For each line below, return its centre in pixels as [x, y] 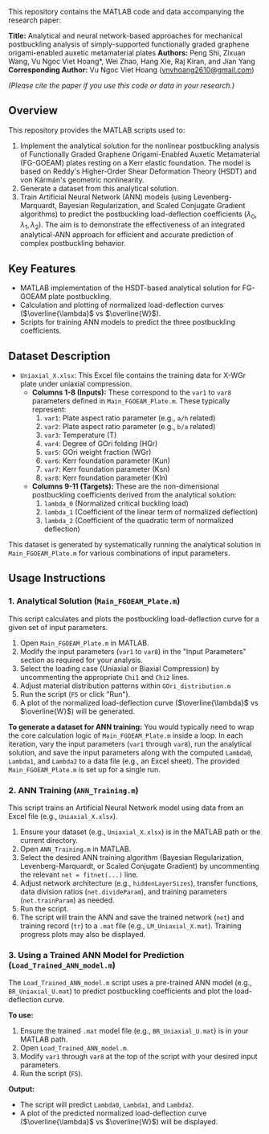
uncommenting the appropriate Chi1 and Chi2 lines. [105, 677]
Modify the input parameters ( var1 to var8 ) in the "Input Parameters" [133, 651]
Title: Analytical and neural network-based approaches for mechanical [126, 36]
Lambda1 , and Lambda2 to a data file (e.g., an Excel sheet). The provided [124, 761]
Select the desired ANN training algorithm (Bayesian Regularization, [132, 858]
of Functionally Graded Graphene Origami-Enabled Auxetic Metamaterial [140, 154]
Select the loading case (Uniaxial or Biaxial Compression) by [120, 668]
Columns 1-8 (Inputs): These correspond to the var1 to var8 [131, 392]
